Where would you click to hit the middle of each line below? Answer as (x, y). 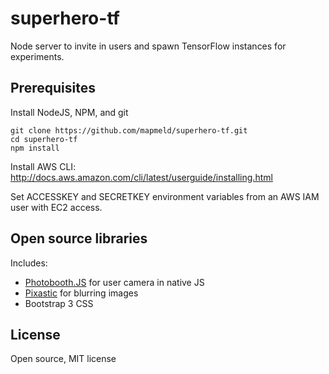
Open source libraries (79, 238)
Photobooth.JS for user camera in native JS (114, 282)
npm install (35, 148)
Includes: (29, 263)
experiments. (37, 56)
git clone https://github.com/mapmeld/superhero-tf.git (129, 130)
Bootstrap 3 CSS (59, 303)
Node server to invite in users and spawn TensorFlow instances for (148, 46)
